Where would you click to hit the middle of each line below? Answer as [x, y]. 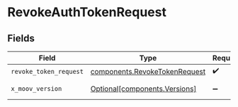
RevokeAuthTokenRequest [87, 12]
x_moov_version [36, 89]
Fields [21, 38]
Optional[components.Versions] [143, 89]
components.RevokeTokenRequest [148, 71]
